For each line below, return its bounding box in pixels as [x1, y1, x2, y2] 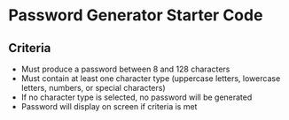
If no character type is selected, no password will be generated [20, 92, 253, 102]
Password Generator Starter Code [8, 5, 263, 26]
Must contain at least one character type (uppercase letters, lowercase [20, 73, 281, 84]
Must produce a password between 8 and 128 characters [20, 64, 230, 74]
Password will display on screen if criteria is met [20, 101, 198, 111]
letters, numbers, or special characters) [20, 83, 166, 93]
